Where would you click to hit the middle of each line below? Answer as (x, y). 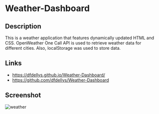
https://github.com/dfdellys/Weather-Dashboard (61, 80)
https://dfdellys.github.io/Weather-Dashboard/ (59, 75)
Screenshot (23, 95)
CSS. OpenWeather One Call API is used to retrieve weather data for (73, 43)
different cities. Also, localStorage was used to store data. (63, 48)
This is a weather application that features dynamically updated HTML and (80, 38)
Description (23, 26)
